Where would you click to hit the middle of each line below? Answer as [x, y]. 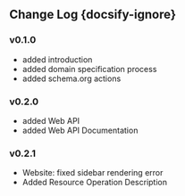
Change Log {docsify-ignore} [93, 15]
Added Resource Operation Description [95, 183]
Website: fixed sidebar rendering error [92, 173]
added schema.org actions [71, 78]
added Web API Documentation [80, 130]
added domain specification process [89, 69]
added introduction [57, 59]
